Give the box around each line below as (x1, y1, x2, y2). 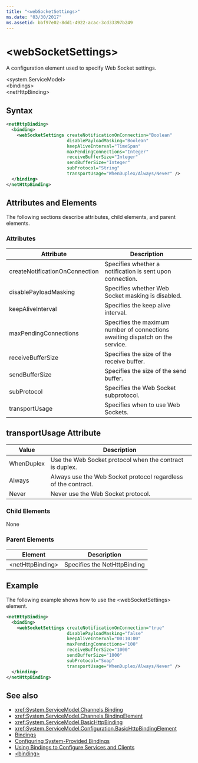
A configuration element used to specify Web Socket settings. (6, 64, 157, 71)
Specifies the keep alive (104, 301, 171, 309)
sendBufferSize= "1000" (67, 653, 123, 659)
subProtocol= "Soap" (67, 657, 115, 664)
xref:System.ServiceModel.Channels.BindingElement (14, 712, 143, 720)
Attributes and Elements (6, 198, 97, 208)
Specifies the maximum (104, 318, 170, 326)
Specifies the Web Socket (104, 384, 176, 392)
